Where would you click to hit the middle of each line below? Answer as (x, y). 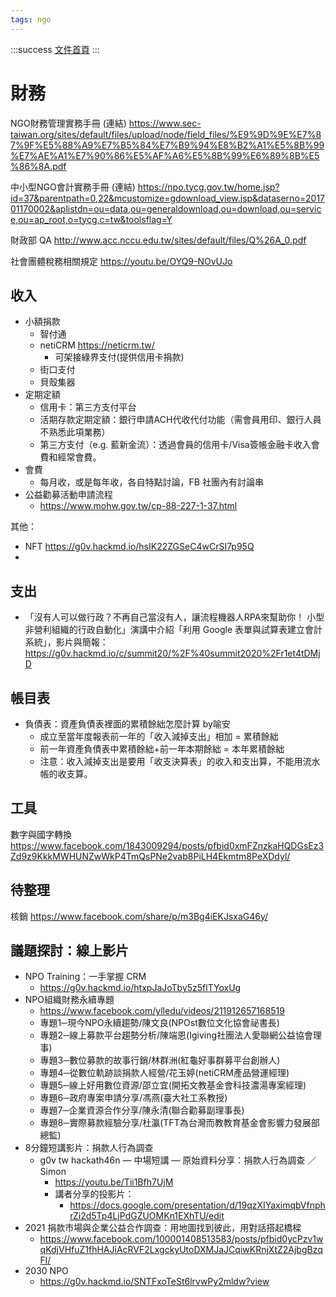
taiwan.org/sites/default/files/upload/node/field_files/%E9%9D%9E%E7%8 (166, 134)
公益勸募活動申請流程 (68, 495)
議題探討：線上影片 (69, 951)
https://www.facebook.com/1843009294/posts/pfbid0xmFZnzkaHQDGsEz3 (167, 845)
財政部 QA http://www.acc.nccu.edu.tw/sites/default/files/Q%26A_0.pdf (158, 240)
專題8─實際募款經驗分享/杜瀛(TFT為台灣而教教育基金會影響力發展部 (179, 1123)
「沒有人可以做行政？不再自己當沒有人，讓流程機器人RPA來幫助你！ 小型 (174, 617)
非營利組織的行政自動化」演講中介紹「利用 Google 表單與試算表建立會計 (173, 630)
